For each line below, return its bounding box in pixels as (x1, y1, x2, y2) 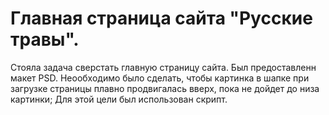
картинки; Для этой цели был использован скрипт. (10, 93, 228, 105)
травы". (10, 28, 80, 51)
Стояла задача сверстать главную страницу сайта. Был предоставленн (10, 61, 317, 73)
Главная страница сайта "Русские (10, 7, 313, 30)
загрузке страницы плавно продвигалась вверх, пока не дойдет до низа (10, 82, 320, 94)
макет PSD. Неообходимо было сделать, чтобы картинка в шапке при (10, 72, 310, 84)
